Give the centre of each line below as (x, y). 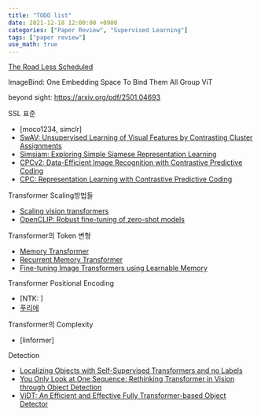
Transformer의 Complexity (51, 325)
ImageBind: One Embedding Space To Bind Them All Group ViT (110, 82)
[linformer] (37, 340)
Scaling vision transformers (64, 211)
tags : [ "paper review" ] (47, 37)
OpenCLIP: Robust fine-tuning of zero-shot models (102, 220)
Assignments (41, 146)
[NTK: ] (31, 298)
